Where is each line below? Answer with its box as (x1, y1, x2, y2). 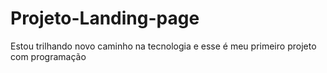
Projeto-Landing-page (10, 7, 200, 30)
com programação (10, 50, 87, 62)
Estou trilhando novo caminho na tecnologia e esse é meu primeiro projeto (10, 40, 317, 52)
